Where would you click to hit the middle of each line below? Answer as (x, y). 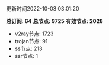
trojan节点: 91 (31, 41)
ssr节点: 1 (26, 56)
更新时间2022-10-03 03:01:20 (43, 9)
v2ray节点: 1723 (34, 34)
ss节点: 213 (28, 48)
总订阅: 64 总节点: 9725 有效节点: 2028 (55, 21)
